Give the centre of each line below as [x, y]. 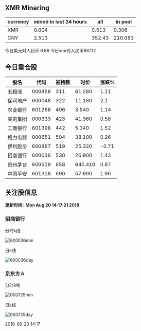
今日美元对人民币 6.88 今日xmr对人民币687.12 [51, 50]
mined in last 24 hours [60, 21]
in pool [124, 21]
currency [18, 21]
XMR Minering [27, 8]
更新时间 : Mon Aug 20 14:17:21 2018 [42, 205]
